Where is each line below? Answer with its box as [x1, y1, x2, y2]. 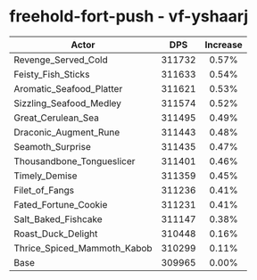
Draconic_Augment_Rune [13, 126, 120, 138]
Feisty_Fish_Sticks [13, 68, 90, 80]
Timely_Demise [13, 169, 78, 182]
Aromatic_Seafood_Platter [13, 82, 123, 95]
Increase [204, 38, 243, 51]
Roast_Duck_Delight [13, 227, 98, 240]
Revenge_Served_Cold [13, 54, 109, 66]
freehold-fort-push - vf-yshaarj [9, 6, 249, 27]
